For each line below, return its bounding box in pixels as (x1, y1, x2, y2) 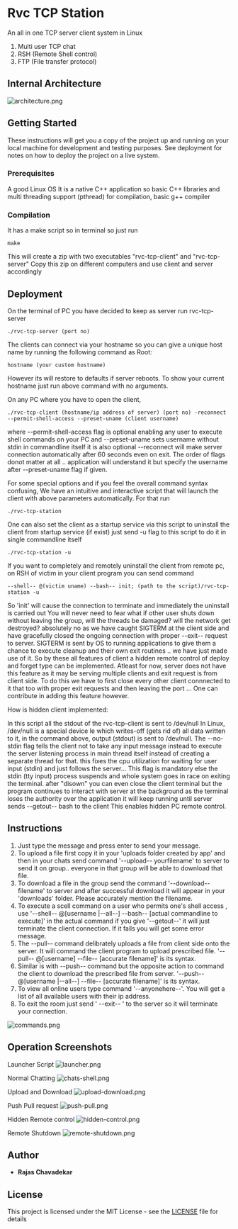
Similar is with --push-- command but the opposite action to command (17, 962, 225, 970)
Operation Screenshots (7, 1041, 112, 1053)
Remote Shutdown (7, 1128, 62, 1137)
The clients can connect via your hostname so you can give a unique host (7, 340, 223, 349)
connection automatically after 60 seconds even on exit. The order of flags (7, 450, 225, 459)
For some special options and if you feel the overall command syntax (7, 478, 208, 487)
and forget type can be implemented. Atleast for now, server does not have (7, 661, 227, 670)
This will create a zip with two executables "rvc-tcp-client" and (7, 252, 191, 261)
